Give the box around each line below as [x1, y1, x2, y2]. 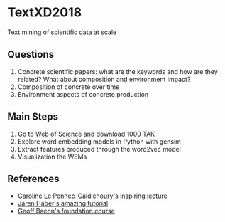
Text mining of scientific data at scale [7, 28, 117, 36]
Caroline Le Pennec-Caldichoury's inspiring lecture [17, 191, 168, 200]
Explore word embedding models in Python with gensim [17, 137, 181, 146]
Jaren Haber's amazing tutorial [17, 199, 109, 208]
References [7, 172, 60, 185]
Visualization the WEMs [17, 152, 87, 161]
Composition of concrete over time [17, 83, 120, 91]
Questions [7, 48, 55, 60]
